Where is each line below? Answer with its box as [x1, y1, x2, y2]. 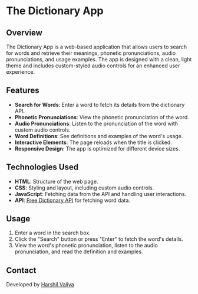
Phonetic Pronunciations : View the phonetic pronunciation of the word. [14, 113, 190, 120]
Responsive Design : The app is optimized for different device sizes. [14, 145, 180, 152]
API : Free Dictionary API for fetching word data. [14, 197, 131, 204]
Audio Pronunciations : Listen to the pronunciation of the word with [14, 120, 179, 127]
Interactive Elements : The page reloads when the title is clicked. [14, 139, 172, 146]
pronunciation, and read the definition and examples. [14, 248, 143, 255]
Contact [6, 265, 37, 275]
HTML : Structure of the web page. [14, 178, 98, 185]
